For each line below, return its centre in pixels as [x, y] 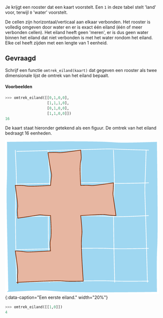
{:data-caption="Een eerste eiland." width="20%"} [57, 297]
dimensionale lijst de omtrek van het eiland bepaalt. [57, 75]
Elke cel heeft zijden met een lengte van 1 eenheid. [57, 43]
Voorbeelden [19, 87]
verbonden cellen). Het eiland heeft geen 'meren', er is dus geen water [77, 32]
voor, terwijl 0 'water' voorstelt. [36, 12]
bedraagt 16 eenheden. [29, 133]
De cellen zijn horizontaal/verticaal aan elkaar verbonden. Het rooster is [78, 22]
